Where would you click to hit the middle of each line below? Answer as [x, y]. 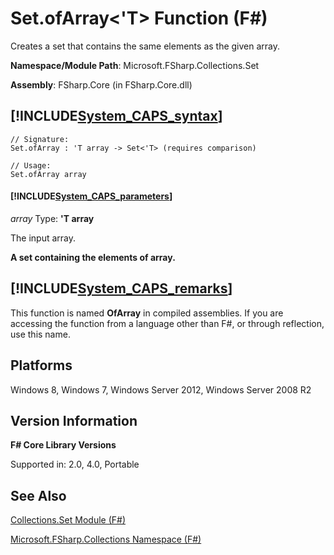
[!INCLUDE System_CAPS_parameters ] [91, 196]
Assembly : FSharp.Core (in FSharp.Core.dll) [101, 84]
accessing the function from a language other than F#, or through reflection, [167, 323]
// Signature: [40, 139]
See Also [38, 495]
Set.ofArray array [48, 174]
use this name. [40, 334]
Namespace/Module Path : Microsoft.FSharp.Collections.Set [135, 65]
